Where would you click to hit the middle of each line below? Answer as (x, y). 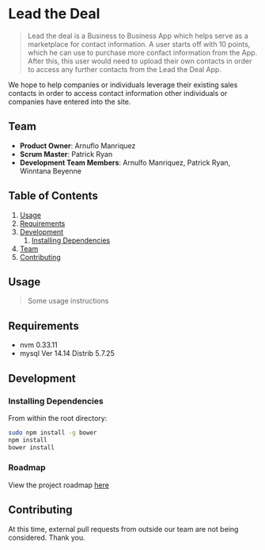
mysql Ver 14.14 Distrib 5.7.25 (67, 353)
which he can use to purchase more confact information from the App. (142, 52)
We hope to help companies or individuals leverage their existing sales (123, 85)
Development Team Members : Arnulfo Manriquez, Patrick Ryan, (125, 162)
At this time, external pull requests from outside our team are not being (123, 529)
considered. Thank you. (47, 537)
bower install (32, 447)
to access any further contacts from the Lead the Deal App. (124, 69)
